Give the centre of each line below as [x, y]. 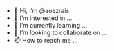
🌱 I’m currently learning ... [50, 25]
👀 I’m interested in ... [43, 18]
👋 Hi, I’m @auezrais [41, 11]
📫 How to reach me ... [46, 40]
